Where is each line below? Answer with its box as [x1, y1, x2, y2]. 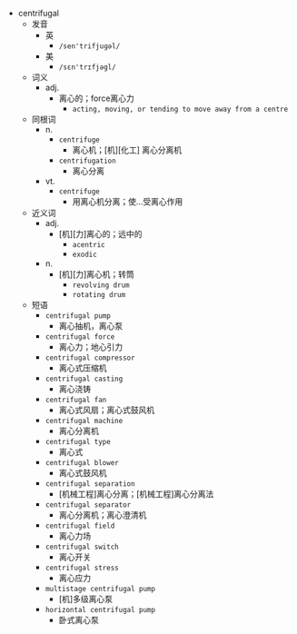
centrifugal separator [45, 500, 132, 510]
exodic [72, 250, 97, 259]
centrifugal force [45, 332, 115, 342]
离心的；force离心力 [58, 93, 134, 104]
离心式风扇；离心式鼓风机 [58, 404, 155, 415]
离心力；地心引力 [58, 342, 124, 352]
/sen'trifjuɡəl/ [58, 42, 121, 51]
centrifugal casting [45, 374, 124, 383]
